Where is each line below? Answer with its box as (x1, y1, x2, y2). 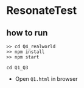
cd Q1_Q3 (6, 64, 29, 71)
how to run (6, 28, 48, 38)
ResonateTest (6, 4, 77, 17)
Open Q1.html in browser (15, 75, 78, 82)
